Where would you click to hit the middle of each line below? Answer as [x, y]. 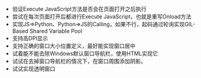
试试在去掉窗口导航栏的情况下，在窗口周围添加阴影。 [79, 61]
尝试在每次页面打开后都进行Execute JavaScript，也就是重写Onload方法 [102, 16]
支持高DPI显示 [30, 38]
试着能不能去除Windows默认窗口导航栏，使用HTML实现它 [85, 53]
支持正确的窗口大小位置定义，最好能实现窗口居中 [74, 46]
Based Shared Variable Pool [47, 31]
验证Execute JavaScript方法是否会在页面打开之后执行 [79, 9]
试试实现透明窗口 [34, 69]
